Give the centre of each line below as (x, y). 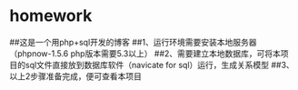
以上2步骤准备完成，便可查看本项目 (76, 76)
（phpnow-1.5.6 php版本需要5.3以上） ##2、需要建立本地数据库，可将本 (145, 53)
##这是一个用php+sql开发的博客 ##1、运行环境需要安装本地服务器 (133, 42)
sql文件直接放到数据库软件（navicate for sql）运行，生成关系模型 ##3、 (160, 65)
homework (51, 16)
